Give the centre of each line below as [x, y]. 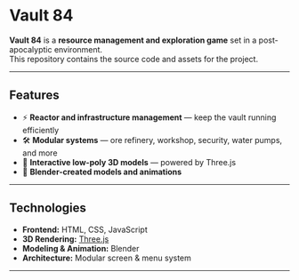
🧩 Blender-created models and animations [102, 172]
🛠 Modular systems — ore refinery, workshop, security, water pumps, [152, 140]
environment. [78, 49]
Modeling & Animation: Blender [81, 248]
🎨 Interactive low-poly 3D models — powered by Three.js [129, 162]
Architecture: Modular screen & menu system [106, 258]
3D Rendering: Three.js [65, 239]
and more [40, 153]
